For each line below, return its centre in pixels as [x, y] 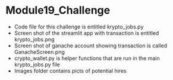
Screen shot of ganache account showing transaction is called [91, 46]
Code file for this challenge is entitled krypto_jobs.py [79, 27]
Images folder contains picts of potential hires [70, 71]
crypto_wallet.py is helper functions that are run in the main [87, 58]
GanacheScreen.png [39, 52]
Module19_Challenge [58, 10]
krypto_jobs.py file [37, 64]
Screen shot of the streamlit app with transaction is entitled [86, 33]
